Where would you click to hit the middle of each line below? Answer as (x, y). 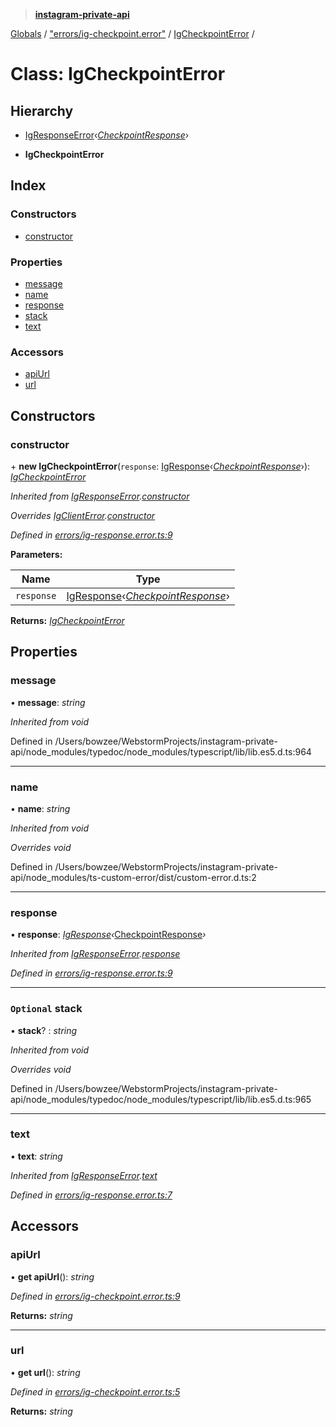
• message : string (48, 702)
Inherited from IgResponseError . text (84, 1175)
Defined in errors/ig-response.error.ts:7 (91, 1195)
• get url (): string (45, 1372)
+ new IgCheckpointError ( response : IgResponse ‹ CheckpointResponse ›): (160, 466)
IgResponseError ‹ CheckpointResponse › (107, 135)
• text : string (36, 1156)
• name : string (40, 808)
